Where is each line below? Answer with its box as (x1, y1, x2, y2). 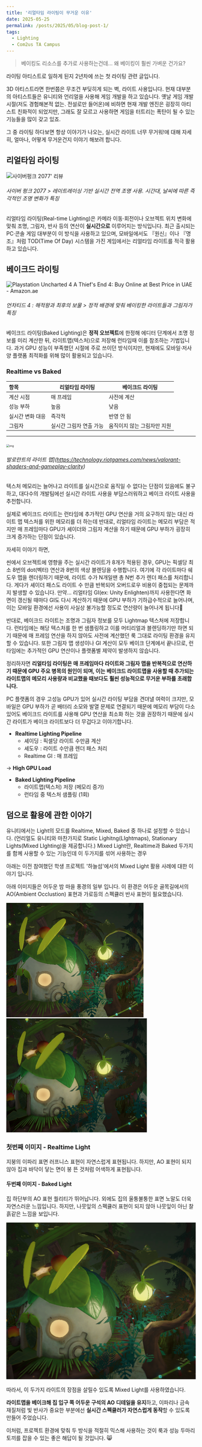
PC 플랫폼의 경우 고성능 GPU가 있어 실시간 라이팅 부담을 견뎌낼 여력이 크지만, (6, 695, 188, 702)
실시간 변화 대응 (8, 412, 46, 420)
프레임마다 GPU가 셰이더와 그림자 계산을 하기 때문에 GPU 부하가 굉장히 (23, 525, 191, 533)
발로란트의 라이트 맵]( (6, 456, 57, 463)
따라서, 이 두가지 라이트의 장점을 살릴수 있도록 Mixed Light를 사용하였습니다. (6, 1386, 186, 1393)
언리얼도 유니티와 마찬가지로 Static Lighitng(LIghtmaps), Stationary (16, 835, 177, 842)
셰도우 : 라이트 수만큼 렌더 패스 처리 (23, 745, 108, 752)
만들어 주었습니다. (6, 1414, 49, 1421)
